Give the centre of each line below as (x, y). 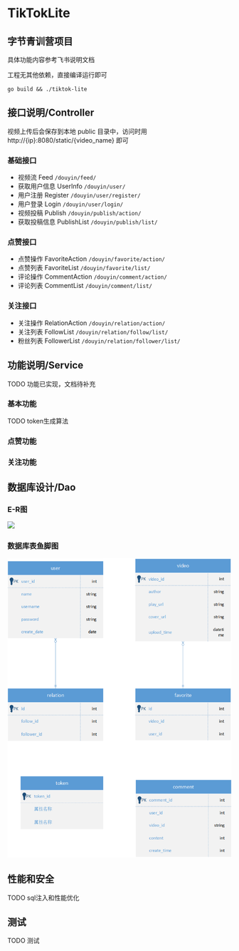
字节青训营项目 (40, 41)
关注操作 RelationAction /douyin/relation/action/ (91, 323)
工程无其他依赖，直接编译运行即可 (57, 75)
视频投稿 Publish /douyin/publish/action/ (79, 213)
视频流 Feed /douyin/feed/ (57, 178)
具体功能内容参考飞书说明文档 (51, 60)
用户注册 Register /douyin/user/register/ (79, 195)
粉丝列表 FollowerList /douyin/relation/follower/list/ (99, 341)
